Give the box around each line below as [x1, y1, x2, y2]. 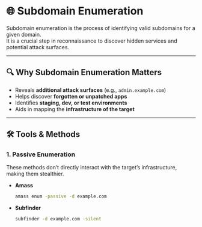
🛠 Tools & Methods [6, 129, 81, 139]
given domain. [6, 31, 41, 38]
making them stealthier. [6, 170, 64, 178]
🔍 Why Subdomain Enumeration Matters [6, 67, 162, 77]
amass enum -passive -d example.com [14, 193, 107, 199]
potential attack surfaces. [6, 43, 70, 50]
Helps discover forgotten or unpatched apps [14, 92, 127, 100]
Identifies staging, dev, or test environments [14, 99, 127, 106]
